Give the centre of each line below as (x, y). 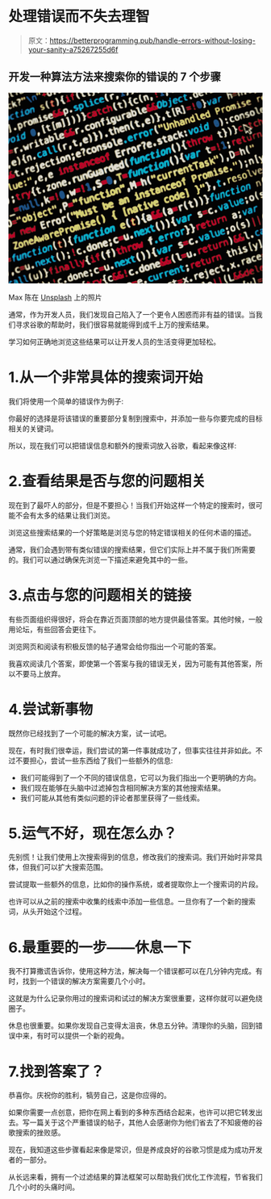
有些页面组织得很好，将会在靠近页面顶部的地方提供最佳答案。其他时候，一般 (135, 619)
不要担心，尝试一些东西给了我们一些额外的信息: (94, 761)
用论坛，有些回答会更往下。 (54, 629)
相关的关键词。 (33, 428)
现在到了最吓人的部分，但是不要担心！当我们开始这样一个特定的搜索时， (128, 505)
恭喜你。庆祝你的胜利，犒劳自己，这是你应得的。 (90, 1096)
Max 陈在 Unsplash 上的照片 (55, 297)
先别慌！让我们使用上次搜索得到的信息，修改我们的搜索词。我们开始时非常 (132, 857)
